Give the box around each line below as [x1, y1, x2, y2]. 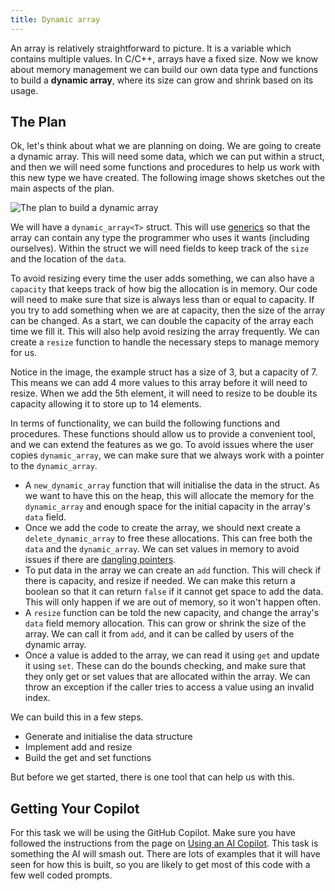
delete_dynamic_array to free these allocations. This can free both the [24, 532, 313, 545]
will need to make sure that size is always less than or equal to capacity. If [10, 294, 315, 306]
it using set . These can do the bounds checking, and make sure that [24, 660, 307, 672]
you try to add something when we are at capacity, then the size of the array [10, 304, 326, 316]
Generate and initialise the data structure [24, 731, 193, 743]
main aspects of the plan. [10, 182, 115, 195]
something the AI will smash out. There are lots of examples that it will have [10, 848, 321, 860]
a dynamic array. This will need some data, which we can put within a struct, [10, 151, 325, 163]
